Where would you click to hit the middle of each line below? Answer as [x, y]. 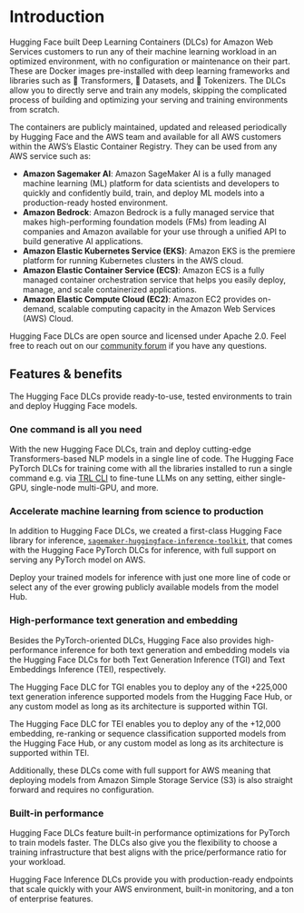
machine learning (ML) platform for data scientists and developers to [151, 183]
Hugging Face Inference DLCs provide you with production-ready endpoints [152, 879]
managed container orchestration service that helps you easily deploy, [154, 280]
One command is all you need [76, 429]
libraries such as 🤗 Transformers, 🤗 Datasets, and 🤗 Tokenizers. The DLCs [147, 80]
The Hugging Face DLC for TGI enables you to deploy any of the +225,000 [148, 687]
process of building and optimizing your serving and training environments [149, 99]
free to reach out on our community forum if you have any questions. [138, 345]
